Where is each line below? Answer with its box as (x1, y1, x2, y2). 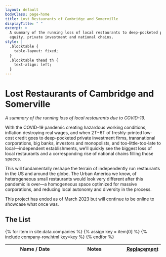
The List (5, 216, 31, 224)
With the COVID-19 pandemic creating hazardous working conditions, (5, 124, 147, 130)
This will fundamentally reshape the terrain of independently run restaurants (5, 165, 160, 171)
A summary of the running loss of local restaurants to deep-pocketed (9, 30, 158, 35)
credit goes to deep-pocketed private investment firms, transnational (15, 135, 156, 141)
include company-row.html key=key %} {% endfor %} (5, 234, 115, 240)
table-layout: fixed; (14, 48, 58, 53)
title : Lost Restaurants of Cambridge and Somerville (5, 16, 119, 21)
